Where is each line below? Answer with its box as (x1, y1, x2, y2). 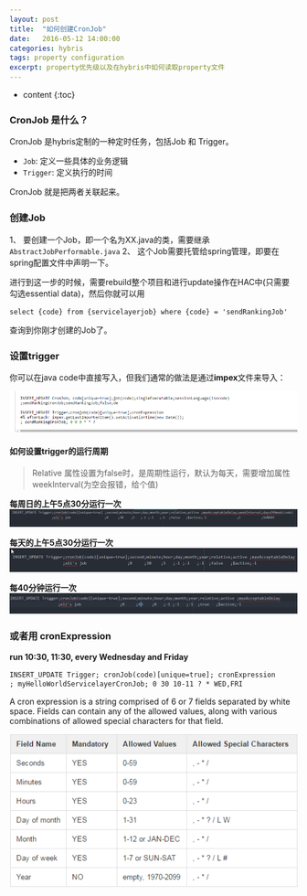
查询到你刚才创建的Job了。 (9, 325, 112, 336)
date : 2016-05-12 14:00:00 (9, 34, 121, 43)
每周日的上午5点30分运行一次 (9, 498, 122, 509)
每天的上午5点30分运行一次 (9, 537, 114, 548)
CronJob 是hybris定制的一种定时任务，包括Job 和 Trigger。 (9, 136, 235, 147)
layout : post (9, 15, 59, 24)
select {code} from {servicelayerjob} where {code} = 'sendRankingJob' (9, 307, 288, 316)
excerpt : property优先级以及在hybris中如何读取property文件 (9, 63, 226, 72)
